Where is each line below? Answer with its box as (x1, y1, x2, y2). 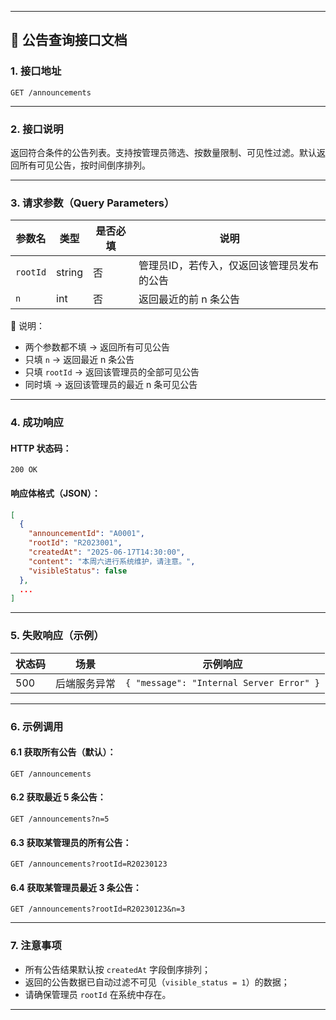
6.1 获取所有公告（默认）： (10, 746, 117, 758)
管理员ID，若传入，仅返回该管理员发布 (138, 259, 319, 273)
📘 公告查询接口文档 (10, 32, 128, 49)
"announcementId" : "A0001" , (28, 529, 145, 539)
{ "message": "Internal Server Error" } (125, 677, 321, 688)
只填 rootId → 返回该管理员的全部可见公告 (24, 366, 200, 378)
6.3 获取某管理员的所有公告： (10, 836, 132, 848)
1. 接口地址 (10, 64, 62, 78)
